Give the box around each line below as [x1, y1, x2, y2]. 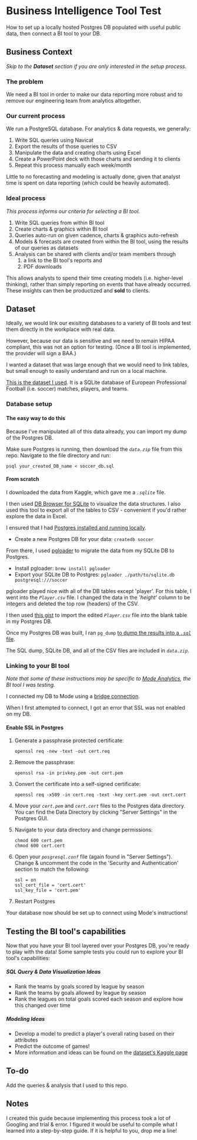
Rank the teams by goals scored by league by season [14, 983, 145, 990]
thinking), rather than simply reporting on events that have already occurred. [6, 280, 192, 287]
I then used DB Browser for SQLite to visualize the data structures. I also [6, 500, 181, 507]
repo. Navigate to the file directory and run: [6, 451, 111, 458]
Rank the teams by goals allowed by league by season [14, 990, 146, 997]
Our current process [6, 112, 66, 120]
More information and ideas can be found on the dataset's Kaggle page [14, 1049, 188, 1056]
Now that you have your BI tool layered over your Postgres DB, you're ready [6, 942, 189, 949]
